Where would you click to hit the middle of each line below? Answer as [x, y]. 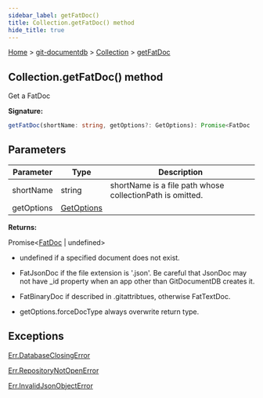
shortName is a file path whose [167, 185]
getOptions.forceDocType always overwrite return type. [109, 312]
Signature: [25, 111]
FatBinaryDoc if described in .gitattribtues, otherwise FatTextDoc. [125, 296]
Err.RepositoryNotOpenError [54, 371]
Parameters [37, 150]
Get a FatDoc [29, 96]
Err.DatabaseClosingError [49, 355]
